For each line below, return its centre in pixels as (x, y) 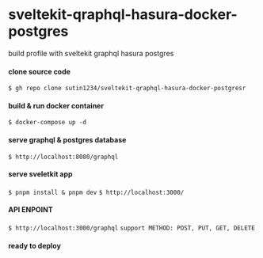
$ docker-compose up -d (48, 123)
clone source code (40, 71)
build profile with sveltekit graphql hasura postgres (91, 53)
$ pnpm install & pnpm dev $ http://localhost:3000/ (96, 192)
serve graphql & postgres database (67, 139)
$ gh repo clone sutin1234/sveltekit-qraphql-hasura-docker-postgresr (127, 89)
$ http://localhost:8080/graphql (63, 157)
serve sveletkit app (40, 174)
